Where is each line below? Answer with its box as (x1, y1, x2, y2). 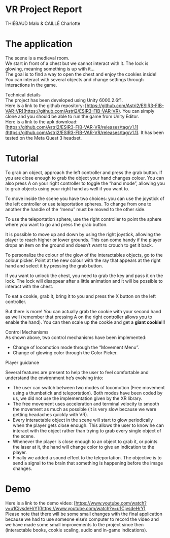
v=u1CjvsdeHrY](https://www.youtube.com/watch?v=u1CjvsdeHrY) (5, 505, 146, 511)
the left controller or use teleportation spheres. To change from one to (5, 200, 152, 207)
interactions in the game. (5, 82, 57, 88)
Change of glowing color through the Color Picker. (12, 349, 118, 356)
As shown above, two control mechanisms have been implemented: (5, 334, 147, 341)
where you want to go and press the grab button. (5, 221, 108, 227)
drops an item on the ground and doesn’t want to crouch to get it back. (5, 242, 153, 248)
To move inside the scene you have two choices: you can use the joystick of (5, 195, 165, 201)
